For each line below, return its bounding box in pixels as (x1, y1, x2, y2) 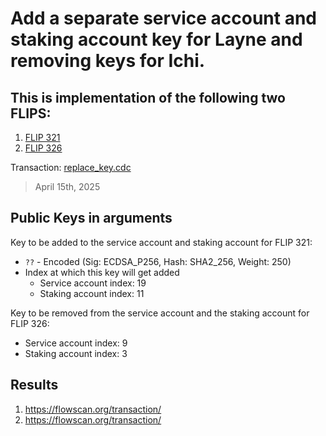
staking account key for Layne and (10, 28, 303, 51)
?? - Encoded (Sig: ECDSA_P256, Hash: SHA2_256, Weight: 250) (24, 255, 292, 267)
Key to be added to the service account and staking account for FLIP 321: (10, 236, 313, 248)
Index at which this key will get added (24, 266, 180, 278)
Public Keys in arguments (10, 210, 173, 227)
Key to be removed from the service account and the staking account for (10, 307, 310, 319)
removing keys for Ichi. (10, 50, 206, 72)
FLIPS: (10, 105, 52, 122)
